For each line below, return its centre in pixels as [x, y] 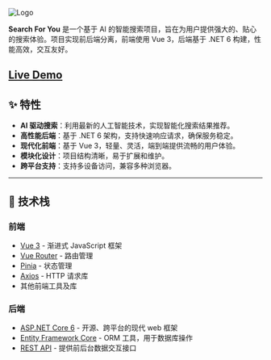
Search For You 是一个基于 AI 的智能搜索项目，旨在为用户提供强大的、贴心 [133, 29]
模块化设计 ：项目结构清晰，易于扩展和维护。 [94, 156]
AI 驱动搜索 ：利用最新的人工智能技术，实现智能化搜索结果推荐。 [127, 126]
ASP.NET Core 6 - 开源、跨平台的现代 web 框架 [99, 328]
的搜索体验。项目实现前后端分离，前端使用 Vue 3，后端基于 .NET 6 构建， [131, 39]
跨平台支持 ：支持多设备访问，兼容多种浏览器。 [98, 166]
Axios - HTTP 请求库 [54, 275]
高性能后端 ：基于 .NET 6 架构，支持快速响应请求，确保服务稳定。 [129, 136]
